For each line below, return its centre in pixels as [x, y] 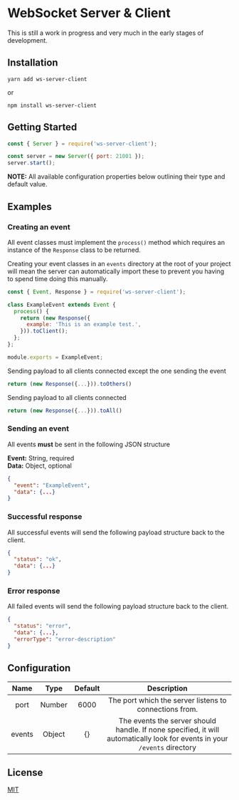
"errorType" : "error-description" [65, 640]
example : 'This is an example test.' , [84, 325]
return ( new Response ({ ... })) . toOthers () [70, 384]
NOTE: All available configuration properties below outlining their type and [116, 177]
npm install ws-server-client [52, 105]
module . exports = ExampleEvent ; [55, 357]
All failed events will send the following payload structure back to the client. [118, 606]
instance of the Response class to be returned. [74, 250]
